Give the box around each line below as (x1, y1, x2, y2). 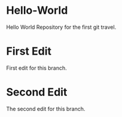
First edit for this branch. (6, 64, 67, 71)
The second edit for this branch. (6, 105, 86, 112)
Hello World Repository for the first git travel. (6, 23, 117, 31)
